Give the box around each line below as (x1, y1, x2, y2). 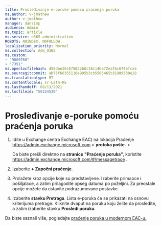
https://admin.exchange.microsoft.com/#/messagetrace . (12, 157, 128, 162)
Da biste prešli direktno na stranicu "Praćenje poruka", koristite (12, 151, 142, 157)
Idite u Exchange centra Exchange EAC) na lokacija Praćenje (12, 136, 134, 142)
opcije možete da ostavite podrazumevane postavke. (12, 186, 119, 192)
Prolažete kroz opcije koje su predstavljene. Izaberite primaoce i (12, 176, 142, 181)
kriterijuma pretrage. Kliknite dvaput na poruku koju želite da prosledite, (12, 201, 157, 206)
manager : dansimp (5, 21, 41, 26)
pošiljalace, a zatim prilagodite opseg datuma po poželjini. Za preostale (12, 181, 156, 186)
